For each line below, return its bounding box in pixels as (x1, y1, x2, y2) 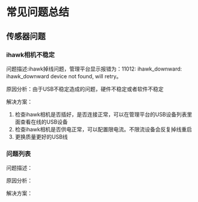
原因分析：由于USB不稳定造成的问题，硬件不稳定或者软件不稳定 (6, 85, 164, 93)
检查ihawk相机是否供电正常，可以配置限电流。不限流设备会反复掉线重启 (14, 126, 193, 133)
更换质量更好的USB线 (14, 133, 68, 140)
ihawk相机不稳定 (6, 50, 55, 59)
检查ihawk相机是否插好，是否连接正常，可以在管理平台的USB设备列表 (14, 111, 187, 118)
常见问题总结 (6, 5, 70, 19)
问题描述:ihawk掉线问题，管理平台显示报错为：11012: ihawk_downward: (6, 65, 182, 72)
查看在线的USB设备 (20, 118, 68, 126)
